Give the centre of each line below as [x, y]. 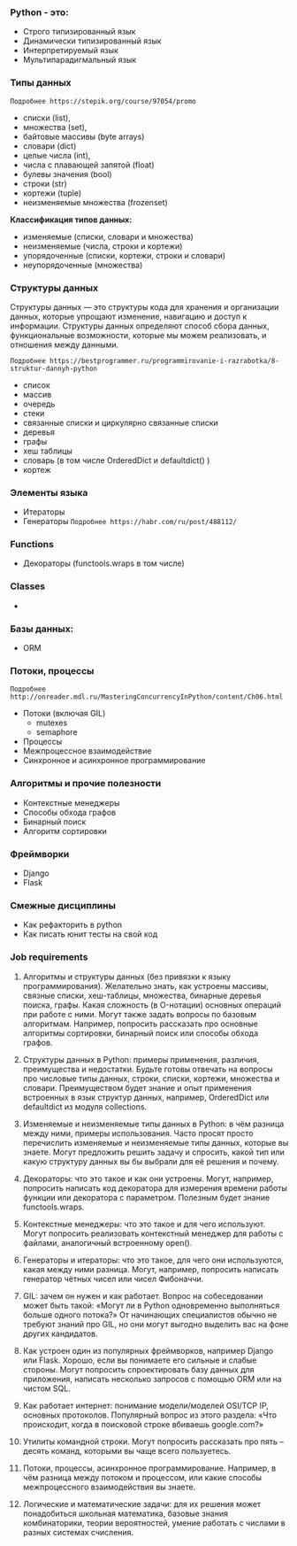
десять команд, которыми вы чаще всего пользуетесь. [127, 1450]
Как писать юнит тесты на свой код [90, 934]
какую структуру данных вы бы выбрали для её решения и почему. [151, 1161]
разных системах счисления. [78, 1532]
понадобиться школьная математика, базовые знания [126, 1513]
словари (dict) [49, 146]
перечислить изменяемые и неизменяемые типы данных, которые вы [156, 1142]
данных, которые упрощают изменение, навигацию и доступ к [129, 316]
